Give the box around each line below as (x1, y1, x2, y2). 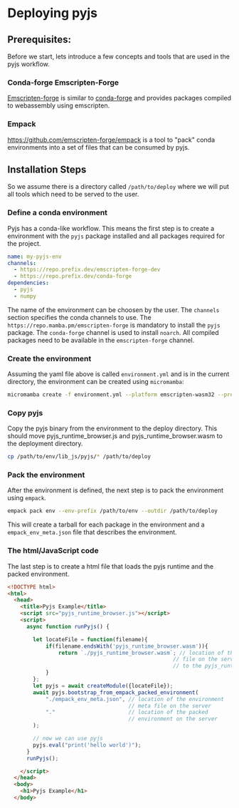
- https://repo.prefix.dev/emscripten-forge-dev (14, 266, 161, 274)
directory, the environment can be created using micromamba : (7, 378, 184, 386)
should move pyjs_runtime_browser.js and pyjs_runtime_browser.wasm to (7, 432, 223, 440)
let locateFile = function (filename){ (33, 636, 148, 643)
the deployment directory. (7, 440, 83, 448)
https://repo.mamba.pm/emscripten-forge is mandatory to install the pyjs (7, 321, 221, 329)
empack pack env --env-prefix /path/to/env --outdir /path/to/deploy (7, 507, 218, 514)
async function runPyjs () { (26, 623, 110, 630)
